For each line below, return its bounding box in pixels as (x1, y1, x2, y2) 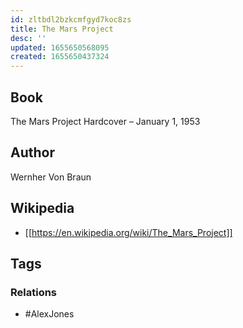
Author (10, 144, 55, 161)
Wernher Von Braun (10, 171, 92, 183)
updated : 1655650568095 (10, 42, 110, 53)
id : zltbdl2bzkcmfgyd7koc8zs (10, 14, 132, 25)
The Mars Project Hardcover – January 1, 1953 (10, 115, 201, 127)
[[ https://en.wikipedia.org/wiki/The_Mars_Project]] (24, 226, 233, 238)
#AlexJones (24, 308, 75, 320)
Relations (10, 285, 58, 299)
